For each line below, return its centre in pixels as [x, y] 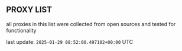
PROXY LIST [29, 10]
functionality [21, 30]
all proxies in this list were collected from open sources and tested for [91, 24]
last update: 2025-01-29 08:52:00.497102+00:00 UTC [70, 42]
